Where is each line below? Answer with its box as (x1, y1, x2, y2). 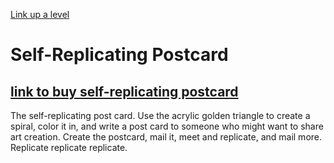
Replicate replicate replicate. (10, 142, 128, 153)
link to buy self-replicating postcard (10, 83, 239, 100)
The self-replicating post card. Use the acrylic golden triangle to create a (10, 110, 311, 121)
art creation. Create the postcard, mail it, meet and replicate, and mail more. (10, 131, 323, 143)
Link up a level (10, 9, 70, 20)
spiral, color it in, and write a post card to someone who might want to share (10, 120, 324, 132)
